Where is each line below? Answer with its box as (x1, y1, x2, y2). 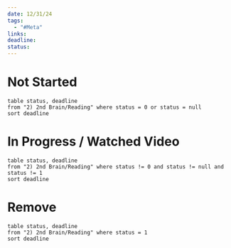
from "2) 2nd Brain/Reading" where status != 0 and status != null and (7, 163, 224, 171)
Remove (7, 200, 57, 215)
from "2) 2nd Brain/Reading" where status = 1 (7, 229, 148, 236)
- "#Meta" (14, 23, 43, 31)
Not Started (7, 74, 77, 90)
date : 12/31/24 (7, 10, 53, 18)
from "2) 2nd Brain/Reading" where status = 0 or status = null (7, 104, 202, 111)
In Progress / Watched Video (7, 134, 180, 150)
